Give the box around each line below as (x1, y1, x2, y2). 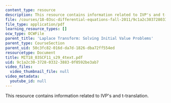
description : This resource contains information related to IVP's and (5, 12, 160, 17)
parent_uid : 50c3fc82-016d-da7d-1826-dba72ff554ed (5, 45, 115, 50)
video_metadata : (5, 74, 40, 79)
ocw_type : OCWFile (5, 31, 44, 36)
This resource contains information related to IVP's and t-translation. (5, 92, 149, 98)
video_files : (5, 64, 33, 69)
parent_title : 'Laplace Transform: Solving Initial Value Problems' (5, 36, 154, 41)
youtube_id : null (10, 79, 47, 84)
